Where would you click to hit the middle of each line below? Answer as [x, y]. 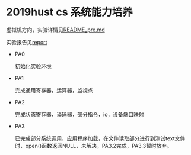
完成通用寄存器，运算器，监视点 [54, 90]
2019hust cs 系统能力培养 [69, 12]
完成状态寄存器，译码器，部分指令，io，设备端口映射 [79, 114]
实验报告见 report [27, 42]
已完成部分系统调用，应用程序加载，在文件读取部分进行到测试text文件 [100, 138]
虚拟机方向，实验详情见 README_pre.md [55, 30]
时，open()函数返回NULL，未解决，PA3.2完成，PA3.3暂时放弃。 [93, 146]
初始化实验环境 [33, 66]
